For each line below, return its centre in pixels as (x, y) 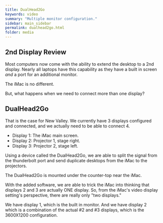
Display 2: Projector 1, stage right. (46, 141)
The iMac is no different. (30, 84)
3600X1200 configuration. (31, 215)
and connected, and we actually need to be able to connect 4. (68, 126)
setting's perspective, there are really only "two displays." (63, 195)
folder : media (20, 32)
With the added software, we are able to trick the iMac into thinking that (77, 185)
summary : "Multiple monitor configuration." (51, 19)
